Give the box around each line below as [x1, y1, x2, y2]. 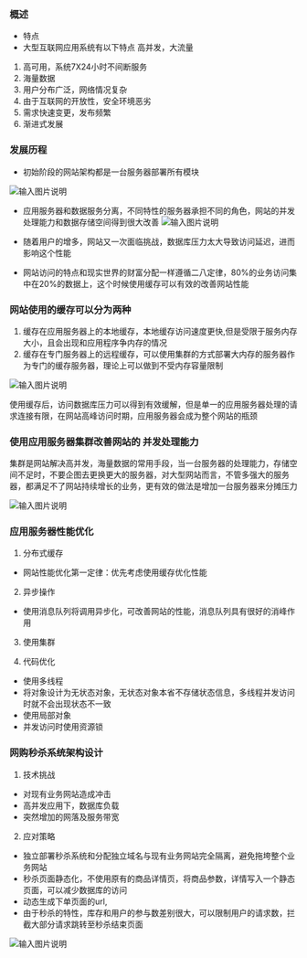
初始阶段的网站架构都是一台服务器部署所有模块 [22, 166, 199, 177]
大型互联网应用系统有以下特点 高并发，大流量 [22, 42, 194, 53]
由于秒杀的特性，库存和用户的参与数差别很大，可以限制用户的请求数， [22, 907, 288, 918]
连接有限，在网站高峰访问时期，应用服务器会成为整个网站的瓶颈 [16, 410, 258, 421]
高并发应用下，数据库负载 [22, 800, 120, 811]
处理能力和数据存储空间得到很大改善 [22, 217, 160, 228]
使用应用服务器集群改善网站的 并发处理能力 [9, 435, 199, 448]
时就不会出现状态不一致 [22, 698, 111, 709]
